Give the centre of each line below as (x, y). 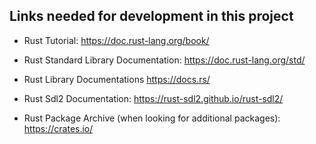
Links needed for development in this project (151, 16)
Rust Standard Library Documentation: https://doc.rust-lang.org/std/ (164, 60)
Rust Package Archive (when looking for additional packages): (152, 118)
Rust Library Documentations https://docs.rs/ (117, 79)
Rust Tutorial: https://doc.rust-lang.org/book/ (116, 40)
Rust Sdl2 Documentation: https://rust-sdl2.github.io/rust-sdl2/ (153, 98)
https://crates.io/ (58, 128)
